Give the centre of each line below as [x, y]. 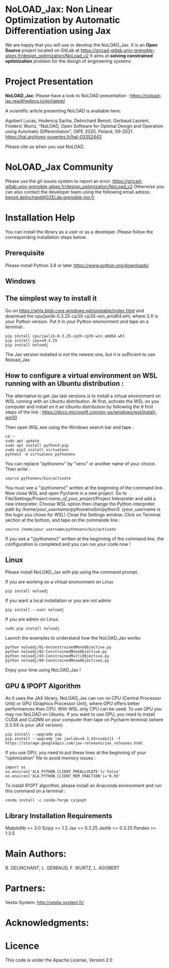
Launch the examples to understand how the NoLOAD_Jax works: [73, 638]
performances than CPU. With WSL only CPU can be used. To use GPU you [84, 709]
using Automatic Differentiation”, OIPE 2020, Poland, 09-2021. [69, 131]
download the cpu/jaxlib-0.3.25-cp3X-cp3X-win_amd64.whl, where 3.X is [82, 316]
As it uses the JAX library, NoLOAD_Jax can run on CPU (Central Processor [83, 698]
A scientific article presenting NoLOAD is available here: [63, 110]
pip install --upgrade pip [34, 734]
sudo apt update [22, 441]
